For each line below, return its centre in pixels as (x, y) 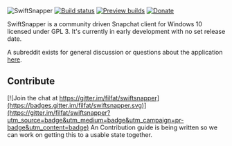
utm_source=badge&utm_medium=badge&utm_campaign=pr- (96, 120)
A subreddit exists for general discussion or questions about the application (115, 52)
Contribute (31, 81)
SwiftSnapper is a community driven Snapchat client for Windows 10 (105, 24)
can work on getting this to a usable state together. (80, 134)
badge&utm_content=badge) (48, 127)
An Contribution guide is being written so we (154, 127)
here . (15, 60)
